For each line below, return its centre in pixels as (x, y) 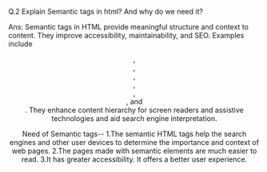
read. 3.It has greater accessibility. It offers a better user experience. (134, 159)
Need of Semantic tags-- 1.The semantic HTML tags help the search (134, 134)
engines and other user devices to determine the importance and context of (134, 142)
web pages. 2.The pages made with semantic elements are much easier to (134, 151)
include (21, 44)
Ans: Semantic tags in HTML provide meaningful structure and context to (129, 27)
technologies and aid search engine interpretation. (134, 118)
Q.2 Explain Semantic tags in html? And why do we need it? (106, 12)
